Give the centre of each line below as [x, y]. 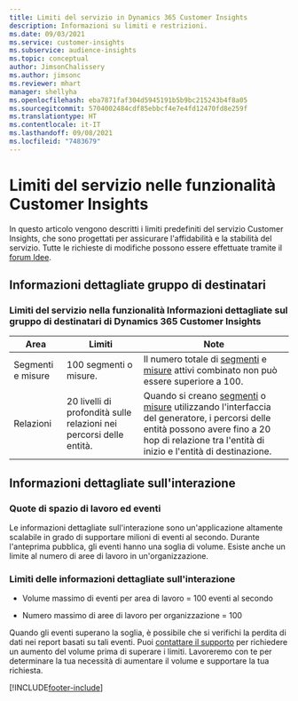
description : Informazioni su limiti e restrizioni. [109, 26]
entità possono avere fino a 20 [207, 429]
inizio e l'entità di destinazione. [208, 451]
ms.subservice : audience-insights [73, 51]
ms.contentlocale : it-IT [55, 125]
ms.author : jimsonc [45, 76]
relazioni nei [92, 424]
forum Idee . [30, 257]
